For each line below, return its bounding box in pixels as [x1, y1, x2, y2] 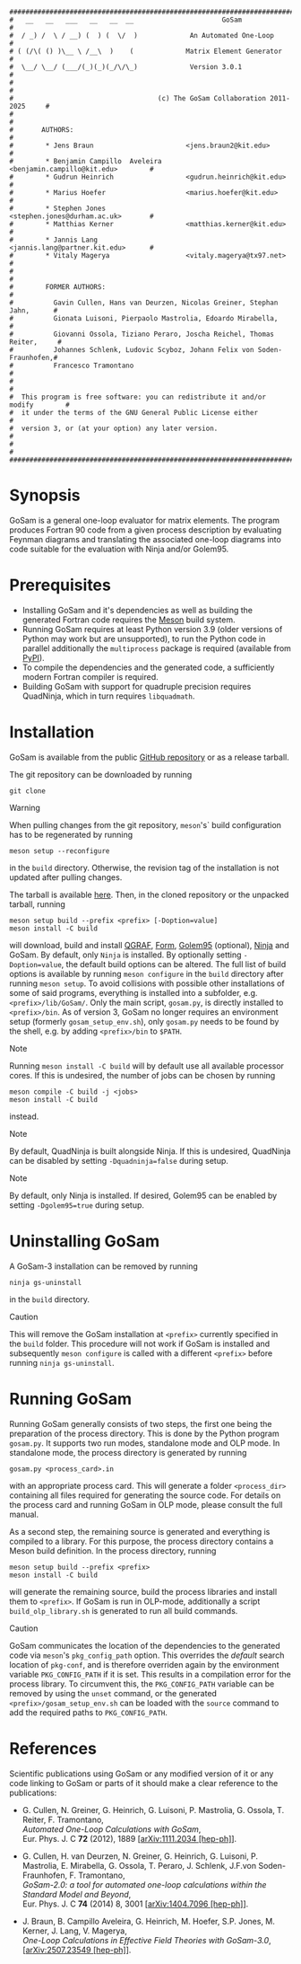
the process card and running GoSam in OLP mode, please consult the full [9, 1499, 283, 1510]
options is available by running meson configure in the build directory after [9, 968, 284, 979]
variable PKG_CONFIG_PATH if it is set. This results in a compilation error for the [9, 1669, 291, 1679]
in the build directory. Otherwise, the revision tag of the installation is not [9, 862, 279, 873]
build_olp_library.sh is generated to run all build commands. [9, 1605, 238, 1616]
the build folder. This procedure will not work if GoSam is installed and [9, 1338, 271, 1349]
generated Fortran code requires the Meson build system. [21, 614, 236, 625]
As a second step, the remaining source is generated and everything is [9, 1526, 271, 1537]
